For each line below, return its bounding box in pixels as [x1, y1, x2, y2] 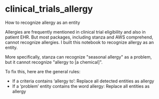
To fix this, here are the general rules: [5, 68, 81, 74]
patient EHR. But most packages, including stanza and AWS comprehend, [5, 34, 153, 40]
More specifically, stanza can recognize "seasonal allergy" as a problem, [5, 54, 152, 59]
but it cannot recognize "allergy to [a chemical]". [5, 59, 103, 65]
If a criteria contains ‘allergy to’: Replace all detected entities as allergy [12, 78, 155, 84]
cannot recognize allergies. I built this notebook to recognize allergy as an [5, 39, 154, 45]
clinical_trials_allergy [5, 3, 93, 15]
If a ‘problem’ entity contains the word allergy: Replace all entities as [12, 83, 150, 89]
